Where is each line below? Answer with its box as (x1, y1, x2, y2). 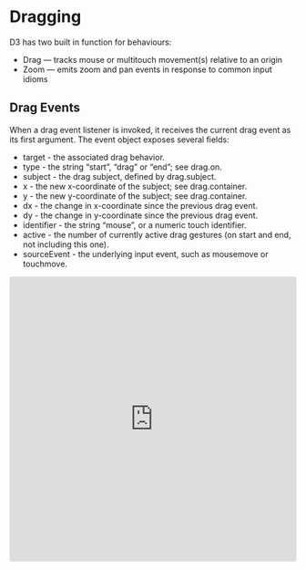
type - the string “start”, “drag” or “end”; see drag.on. (22, 161, 223, 172)
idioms (22, 73, 48, 84)
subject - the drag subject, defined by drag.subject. (22, 171, 217, 181)
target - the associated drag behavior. (22, 151, 166, 162)
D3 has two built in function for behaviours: (9, 36, 172, 47)
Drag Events (9, 100, 80, 116)
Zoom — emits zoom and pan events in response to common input (22, 64, 273, 75)
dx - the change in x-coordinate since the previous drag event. (22, 200, 258, 211)
